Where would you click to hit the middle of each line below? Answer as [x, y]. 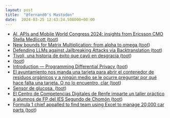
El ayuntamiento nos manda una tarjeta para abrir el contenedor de [83, 72]
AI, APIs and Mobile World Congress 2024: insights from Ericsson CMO [88, 34]
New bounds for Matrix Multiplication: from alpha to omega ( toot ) [81, 45]
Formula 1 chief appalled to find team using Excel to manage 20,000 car [89, 105]
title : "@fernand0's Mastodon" [40, 15]
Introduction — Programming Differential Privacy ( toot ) [70, 66]
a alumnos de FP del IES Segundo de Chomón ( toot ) [68, 99]
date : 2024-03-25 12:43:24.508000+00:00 [50, 19]
